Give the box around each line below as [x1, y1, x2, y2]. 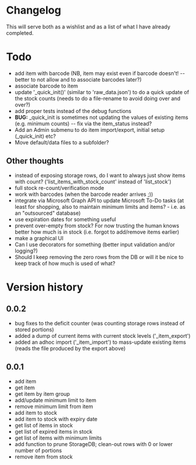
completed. [6, 29, 34, 36]
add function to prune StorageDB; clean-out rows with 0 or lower [14, 440, 173, 447]
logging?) [14, 247, 38, 254]
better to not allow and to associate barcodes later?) [14, 76, 142, 83]
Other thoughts [6, 156, 64, 166]
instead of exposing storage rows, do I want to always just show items [14, 172, 186, 179]
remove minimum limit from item [14, 403, 93, 410]
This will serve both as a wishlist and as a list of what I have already [6, 23, 171, 30]
